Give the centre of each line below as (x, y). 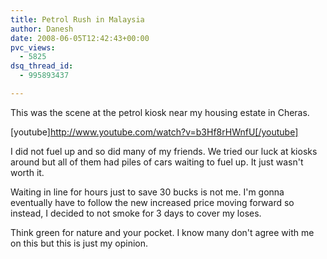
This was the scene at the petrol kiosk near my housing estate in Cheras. (160, 112)
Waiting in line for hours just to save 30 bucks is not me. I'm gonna (147, 192)
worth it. (27, 172)
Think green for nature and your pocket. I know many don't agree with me (162, 232)
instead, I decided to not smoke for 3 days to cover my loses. (136, 213)
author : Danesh (42, 29)
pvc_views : (33, 47)
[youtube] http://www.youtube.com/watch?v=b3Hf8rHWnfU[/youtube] (154, 132)
